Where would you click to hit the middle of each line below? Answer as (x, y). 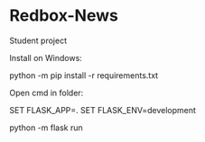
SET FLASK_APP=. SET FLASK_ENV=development (103, 110)
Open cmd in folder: (47, 93)
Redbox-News (64, 16)
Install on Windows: (46, 58)
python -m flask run (46, 128)
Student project (38, 40)
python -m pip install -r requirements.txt (84, 75)
